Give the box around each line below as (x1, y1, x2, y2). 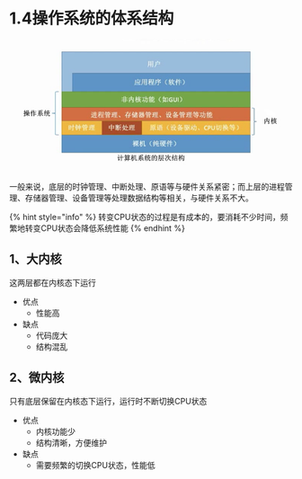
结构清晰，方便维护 (35, 437, 108, 448)
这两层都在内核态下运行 (9, 277, 96, 288)
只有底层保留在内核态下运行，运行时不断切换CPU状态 (9, 395, 208, 406)
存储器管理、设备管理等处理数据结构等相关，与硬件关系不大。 (24, 192, 253, 203)
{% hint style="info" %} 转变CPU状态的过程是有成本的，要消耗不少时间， (9, 212, 280, 223)
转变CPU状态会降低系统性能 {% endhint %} (24, 223, 186, 234)
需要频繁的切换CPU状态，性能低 (35, 459, 155, 470)
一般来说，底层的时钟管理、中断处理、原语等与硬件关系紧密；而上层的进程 (9, 182, 285, 192)
